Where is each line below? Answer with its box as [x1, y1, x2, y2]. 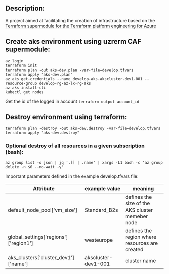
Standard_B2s [84, 206, 118, 213]
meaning [132, 185, 154, 192]
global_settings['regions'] [8, 233, 68, 240]
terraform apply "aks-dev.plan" [5, 72, 73, 77]
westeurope [84, 236, 113, 243]
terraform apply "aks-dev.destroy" [5, 130, 80, 135]
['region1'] [8, 239, 34, 246]
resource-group [5, 81, 37, 86]
